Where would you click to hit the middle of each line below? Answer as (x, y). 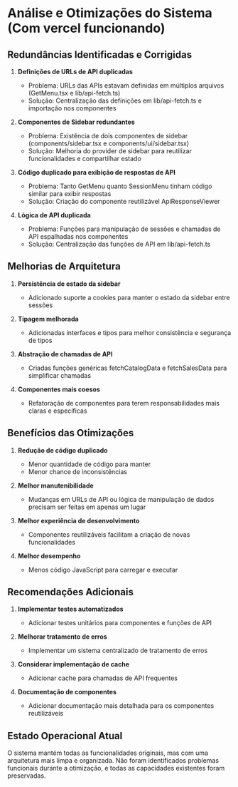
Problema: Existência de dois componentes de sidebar (108, 136)
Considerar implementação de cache (74, 664)
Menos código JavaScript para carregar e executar (103, 570)
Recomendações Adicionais (70, 592)
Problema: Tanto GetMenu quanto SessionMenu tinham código (120, 186)
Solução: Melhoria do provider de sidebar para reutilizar (110, 151)
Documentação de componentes (67, 692)
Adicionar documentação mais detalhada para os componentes (121, 706)
